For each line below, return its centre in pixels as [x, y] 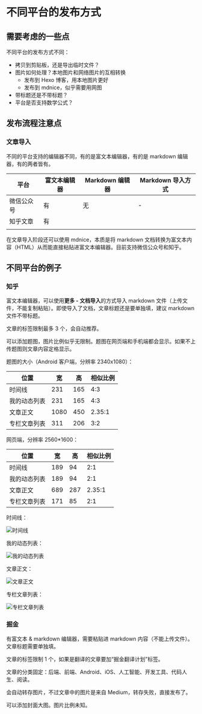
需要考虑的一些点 [38, 36]
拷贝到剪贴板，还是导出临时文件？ [57, 65]
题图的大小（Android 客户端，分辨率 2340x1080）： [70, 362]
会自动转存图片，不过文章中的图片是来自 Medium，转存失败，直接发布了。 [99, 692]
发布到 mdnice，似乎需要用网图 [63, 87]
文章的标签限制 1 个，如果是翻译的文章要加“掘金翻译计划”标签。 [85, 659]
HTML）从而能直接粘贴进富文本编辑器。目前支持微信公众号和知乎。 [101, 247]
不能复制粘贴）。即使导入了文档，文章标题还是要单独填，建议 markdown [106, 308]
